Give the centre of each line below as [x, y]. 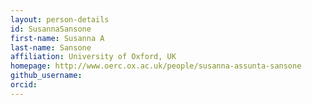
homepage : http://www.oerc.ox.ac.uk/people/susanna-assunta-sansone [156, 66]
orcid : [24, 85]
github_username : [46, 76]
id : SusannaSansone [51, 29]
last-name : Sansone [51, 47]
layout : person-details [60, 19]
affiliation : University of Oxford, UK [93, 57]
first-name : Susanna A [57, 38]
